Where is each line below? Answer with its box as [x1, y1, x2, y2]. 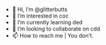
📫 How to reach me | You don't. [12, 32, 94, 39]
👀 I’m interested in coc [12, 12, 69, 19]
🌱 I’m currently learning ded [12, 19, 83, 26]
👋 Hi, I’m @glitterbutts [12, 6, 67, 13]
